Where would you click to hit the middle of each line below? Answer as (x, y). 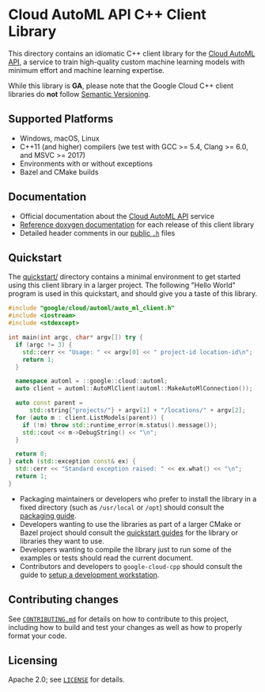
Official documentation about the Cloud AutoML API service (117, 216)
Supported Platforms (61, 119)
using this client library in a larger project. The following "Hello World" (122, 285)
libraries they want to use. (62, 540)
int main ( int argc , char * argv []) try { (76, 337)
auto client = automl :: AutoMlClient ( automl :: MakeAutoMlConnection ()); (134, 389)
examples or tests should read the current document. (106, 558)
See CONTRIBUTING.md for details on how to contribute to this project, (119, 619)
